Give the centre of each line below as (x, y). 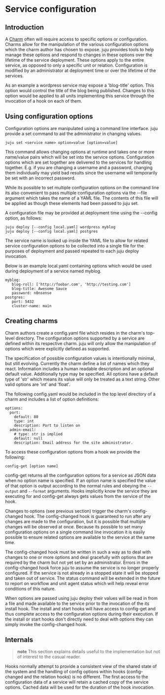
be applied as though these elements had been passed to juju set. (72, 203)
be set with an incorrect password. (40, 178)
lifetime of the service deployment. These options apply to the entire (75, 60)
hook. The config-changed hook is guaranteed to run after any (87, 516)
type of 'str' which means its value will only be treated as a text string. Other (82, 379)
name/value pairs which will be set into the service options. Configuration (80, 157)
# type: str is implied (38, 434)
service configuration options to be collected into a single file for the (74, 245)
